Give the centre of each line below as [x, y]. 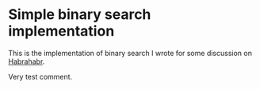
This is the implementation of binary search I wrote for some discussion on [130, 53]
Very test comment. [40, 76]
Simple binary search [80, 15]
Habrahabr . [27, 61]
